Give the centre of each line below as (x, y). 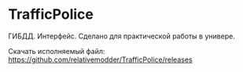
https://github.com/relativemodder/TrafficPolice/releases (100, 59)
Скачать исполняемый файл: (57, 51)
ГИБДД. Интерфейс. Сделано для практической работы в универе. (122, 36)
